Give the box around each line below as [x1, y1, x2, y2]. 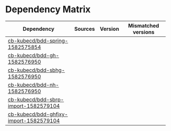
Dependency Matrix [5, 4, 91, 15]
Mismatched [128, 22, 159, 29]
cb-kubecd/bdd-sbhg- [8, 67, 65, 74]
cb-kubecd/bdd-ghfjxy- [8, 111, 68, 118]
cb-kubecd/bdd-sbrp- [8, 96, 64, 103]
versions [132, 28, 155, 35]
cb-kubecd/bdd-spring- [8, 37, 69, 44]
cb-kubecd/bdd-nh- [8, 81, 60, 88]
